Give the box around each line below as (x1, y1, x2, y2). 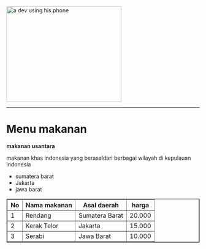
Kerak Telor (25, 221, 59, 230)
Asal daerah (82, 201, 119, 209)
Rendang (25, 211, 51, 220)
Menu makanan (6, 122, 87, 136)
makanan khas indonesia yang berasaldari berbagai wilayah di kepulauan (6, 154, 191, 162)
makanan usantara (6, 142, 55, 149)
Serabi (25, 232, 45, 240)
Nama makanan (25, 201, 72, 209)
